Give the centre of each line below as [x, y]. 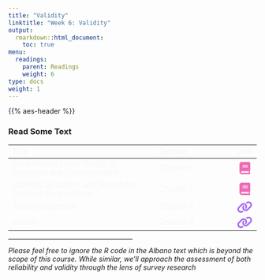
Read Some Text [40, 132]
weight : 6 [39, 74]
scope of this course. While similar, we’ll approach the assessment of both [129, 259]
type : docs [26, 81]
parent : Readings [51, 67]
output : [21, 30]
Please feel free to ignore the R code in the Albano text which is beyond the [131, 250]
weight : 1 [24, 89]
